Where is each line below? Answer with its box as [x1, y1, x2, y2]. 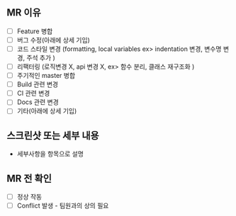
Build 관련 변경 [16, 80, 58, 89]
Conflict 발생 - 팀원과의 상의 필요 [16, 201, 109, 210]
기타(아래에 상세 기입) [16, 107, 77, 115]
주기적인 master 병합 [16, 72, 76, 80]
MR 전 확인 [6, 172, 52, 184]
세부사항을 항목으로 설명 [16, 149, 84, 158]
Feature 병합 [16, 27, 53, 35]
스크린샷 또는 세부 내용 [6, 130, 100, 142]
